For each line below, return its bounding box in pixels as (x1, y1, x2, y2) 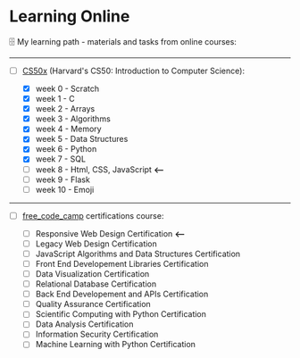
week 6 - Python (35, 144, 97, 154)
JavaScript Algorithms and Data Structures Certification (35, 248, 241, 259)
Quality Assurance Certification (35, 299, 152, 310)
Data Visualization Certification (35, 269, 150, 279)
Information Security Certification (35, 329, 159, 340)
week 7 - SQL (35, 154, 87, 164)
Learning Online (9, 6, 130, 27)
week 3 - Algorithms (35, 113, 112, 124)
